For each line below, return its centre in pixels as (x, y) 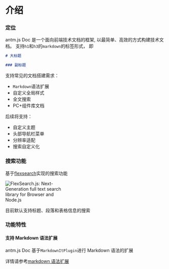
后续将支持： (19, 117)
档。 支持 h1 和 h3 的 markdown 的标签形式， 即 (49, 46)
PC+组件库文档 (29, 106)
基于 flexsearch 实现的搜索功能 (37, 173)
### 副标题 (16, 65)
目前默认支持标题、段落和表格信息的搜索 (48, 210)
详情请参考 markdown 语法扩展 (37, 261)
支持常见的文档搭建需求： (32, 76)
